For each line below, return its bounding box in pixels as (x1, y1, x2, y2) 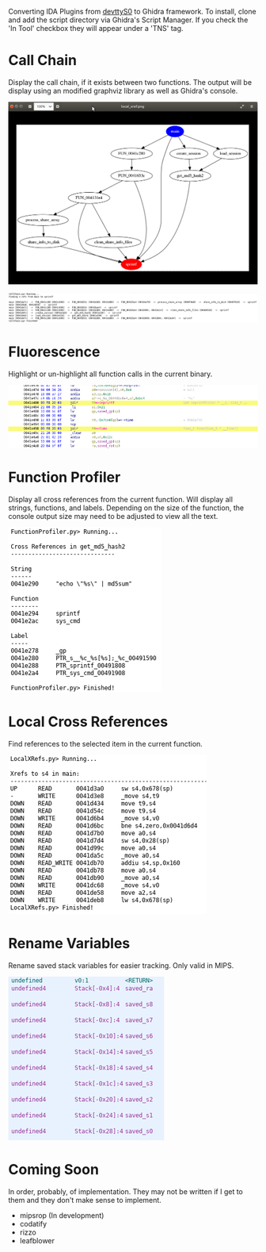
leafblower (19, 1235, 55, 1245)
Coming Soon (8, 1160, 99, 1178)
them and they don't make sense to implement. (8, 1195, 162, 1204)
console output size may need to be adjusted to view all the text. (8, 511, 218, 520)
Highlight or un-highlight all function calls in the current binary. (8, 369, 213, 378)
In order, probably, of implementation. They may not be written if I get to (8, 1186, 243, 1196)
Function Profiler (8, 468, 121, 486)
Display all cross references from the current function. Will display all (8, 494, 234, 504)
